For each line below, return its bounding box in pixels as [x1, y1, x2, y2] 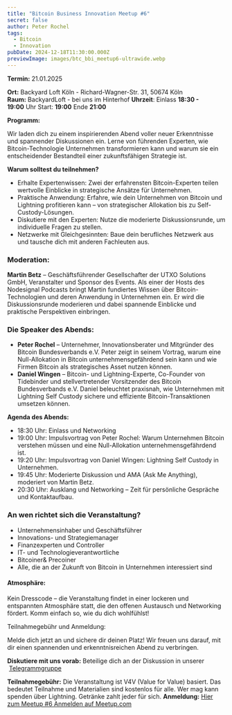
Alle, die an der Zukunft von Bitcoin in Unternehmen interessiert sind [17, 563, 213, 571]
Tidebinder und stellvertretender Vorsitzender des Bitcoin [17, 378, 181, 386]
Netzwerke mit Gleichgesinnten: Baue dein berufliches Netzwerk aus [17, 230, 214, 238]
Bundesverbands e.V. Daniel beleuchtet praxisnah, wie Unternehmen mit [17, 385, 224, 393]
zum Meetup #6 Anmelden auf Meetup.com [7, 699, 132, 708]
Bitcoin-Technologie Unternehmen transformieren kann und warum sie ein [7, 144, 219, 153]
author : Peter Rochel [7, 23, 70, 30]
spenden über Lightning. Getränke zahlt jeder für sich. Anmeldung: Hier [7, 692, 213, 700]
